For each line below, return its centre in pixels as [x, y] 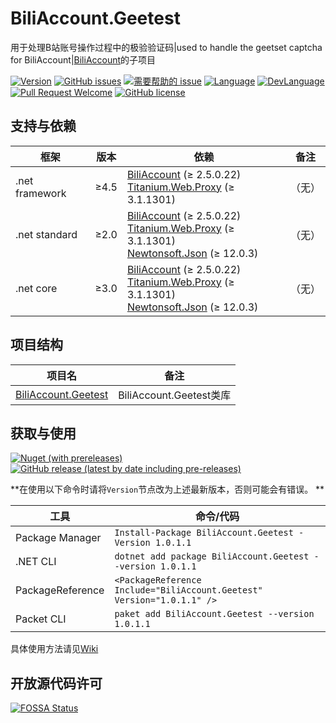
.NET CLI [36, 562]
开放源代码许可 [56, 683]
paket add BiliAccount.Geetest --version [214, 614]
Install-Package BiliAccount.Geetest [204, 533]
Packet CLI [41, 619]
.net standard [46, 234]
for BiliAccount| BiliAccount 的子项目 [83, 59]
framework [41, 193]
